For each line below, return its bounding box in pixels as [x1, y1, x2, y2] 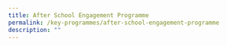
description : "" [8, 26, 61, 34]
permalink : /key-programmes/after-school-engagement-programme [8, 19, 220, 27]
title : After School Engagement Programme [8, 11, 149, 19]
